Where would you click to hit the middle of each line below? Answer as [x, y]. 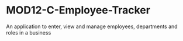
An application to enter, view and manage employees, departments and [92, 26]
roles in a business [29, 32]
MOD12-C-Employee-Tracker [78, 10]
